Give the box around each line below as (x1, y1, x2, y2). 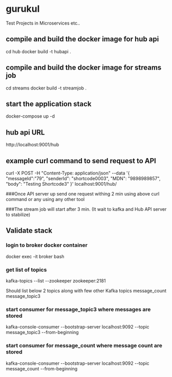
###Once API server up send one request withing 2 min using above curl (6, 191, 160, 197)
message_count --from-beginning (6, 365, 78, 371)
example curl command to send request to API (6, 157, 157, 165)
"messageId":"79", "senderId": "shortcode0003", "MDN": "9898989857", (6, 175, 161, 182)
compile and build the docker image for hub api (6, 35, 159, 43)
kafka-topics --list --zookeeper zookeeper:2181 (6, 277, 106, 284)
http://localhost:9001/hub (6, 142, 59, 148)
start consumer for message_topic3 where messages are (6, 305, 151, 313)
